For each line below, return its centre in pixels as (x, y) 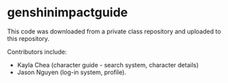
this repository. (28, 38)
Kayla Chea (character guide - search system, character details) (108, 65)
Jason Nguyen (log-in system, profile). (72, 72)
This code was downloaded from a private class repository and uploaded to (114, 31)
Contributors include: (37, 52)
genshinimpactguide (68, 13)
